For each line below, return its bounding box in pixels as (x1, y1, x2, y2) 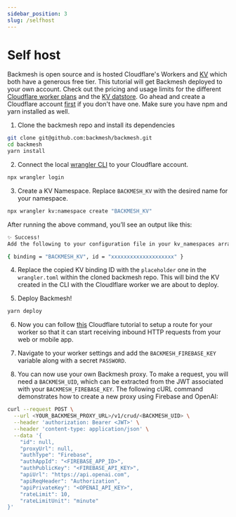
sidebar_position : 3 (7, 10, 68, 18)
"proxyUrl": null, (20, 445, 74, 452)
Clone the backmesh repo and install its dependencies (17, 121, 176, 130)
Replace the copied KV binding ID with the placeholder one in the (17, 266, 207, 274)
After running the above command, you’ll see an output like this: (7, 220, 192, 229)
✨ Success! (7, 234, 41, 241)
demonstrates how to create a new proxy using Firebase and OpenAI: (17, 392, 218, 401)
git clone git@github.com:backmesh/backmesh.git (7, 135, 152, 142)
